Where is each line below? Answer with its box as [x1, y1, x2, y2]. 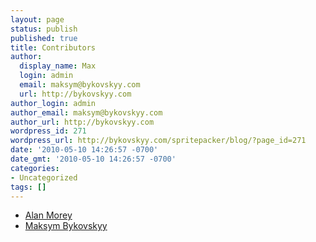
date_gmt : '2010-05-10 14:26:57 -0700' [10, 154, 177, 164]
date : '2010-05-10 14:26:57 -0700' [10, 145, 159, 155]
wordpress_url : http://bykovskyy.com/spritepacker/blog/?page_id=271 [10, 136, 307, 146]
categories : [10, 163, 60, 173]
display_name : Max [19, 61, 97, 71]
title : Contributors [10, 42, 97, 53]
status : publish [10, 24, 78, 34]
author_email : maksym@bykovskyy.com [10, 107, 163, 118]
